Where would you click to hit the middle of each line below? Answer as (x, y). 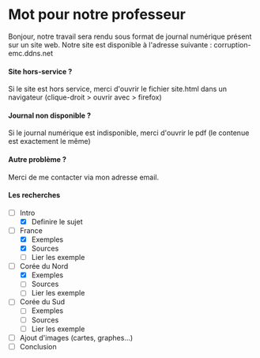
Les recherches (34, 195)
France (31, 230)
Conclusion (38, 346)
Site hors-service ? (40, 71)
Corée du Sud (42, 302)
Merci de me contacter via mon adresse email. (84, 177)
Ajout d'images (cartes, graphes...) (76, 337)
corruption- (232, 44)
